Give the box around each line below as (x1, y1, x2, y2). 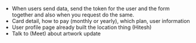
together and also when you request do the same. (11, 11, 135, 18)
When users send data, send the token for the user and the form (11, 5, 170, 12)
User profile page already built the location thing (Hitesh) (11, 24, 152, 31)
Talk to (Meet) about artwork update (11, 30, 101, 37)
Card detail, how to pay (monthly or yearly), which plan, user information (11, 18, 191, 24)
